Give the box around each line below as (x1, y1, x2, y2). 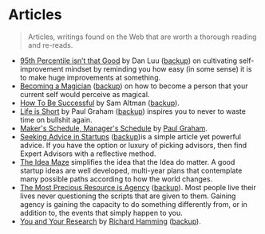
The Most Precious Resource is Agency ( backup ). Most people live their (19, 182, 257, 192)
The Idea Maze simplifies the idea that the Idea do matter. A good (19, 157, 235, 166)
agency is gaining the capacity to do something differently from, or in (19, 199, 247, 209)
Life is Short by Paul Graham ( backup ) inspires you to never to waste (19, 106, 246, 116)
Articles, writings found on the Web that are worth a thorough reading (27, 32, 257, 41)
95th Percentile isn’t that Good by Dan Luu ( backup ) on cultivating (19, 56, 238, 65)
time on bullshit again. (19, 115, 93, 124)
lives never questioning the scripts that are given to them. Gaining (19, 191, 236, 201)
